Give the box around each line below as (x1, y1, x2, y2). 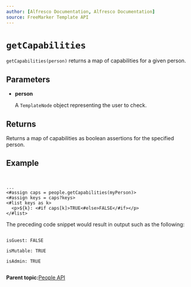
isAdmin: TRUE (6, 258, 42, 264)
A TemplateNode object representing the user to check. (14, 102, 147, 109)
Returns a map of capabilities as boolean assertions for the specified (6, 135, 174, 142)
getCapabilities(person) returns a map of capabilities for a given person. (6, 57, 186, 64)
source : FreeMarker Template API (6, 14, 89, 20)
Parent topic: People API (6, 274, 65, 281)
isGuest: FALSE (6, 237, 44, 244)
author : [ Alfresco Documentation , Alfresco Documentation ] (6, 8, 155, 15)
